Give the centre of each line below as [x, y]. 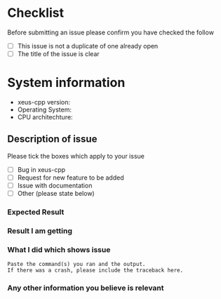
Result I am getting [40, 231]
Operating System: [45, 109]
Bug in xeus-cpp [41, 169]
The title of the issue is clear [58, 54]
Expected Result [36, 212]
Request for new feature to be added [71, 178]
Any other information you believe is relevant [86, 288]
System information [66, 83]
